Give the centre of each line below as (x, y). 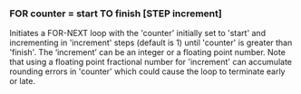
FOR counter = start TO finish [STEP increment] (116, 14)
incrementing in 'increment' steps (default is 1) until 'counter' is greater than (151, 42)
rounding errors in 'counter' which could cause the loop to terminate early (147, 71)
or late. (23, 81)
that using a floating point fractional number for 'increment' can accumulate (151, 62)
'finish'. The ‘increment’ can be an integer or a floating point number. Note (147, 52)
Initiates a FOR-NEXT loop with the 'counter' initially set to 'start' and (137, 33)
